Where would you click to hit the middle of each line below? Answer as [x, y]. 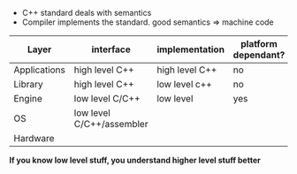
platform [259, 44]
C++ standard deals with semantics [87, 13]
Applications [40, 70]
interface [111, 49]
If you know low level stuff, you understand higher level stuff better [135, 160]
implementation [191, 49]
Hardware [34, 138]
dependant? [259, 55]
